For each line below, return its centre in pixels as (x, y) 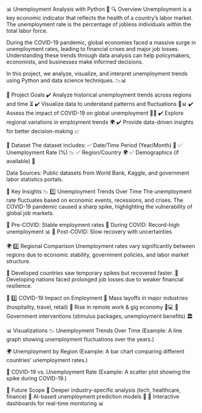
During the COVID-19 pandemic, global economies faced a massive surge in (101, 42)
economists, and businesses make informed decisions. (75, 62)
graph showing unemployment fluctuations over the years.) (80, 339)
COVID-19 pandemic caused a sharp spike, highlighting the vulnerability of (99, 207)
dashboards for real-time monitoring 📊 (55, 403)
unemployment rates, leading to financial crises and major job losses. (93, 49)
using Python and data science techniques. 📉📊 (66, 80)
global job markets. (30, 213)
